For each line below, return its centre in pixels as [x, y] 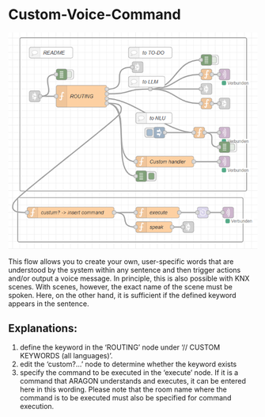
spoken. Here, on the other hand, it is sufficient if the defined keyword [122, 295]
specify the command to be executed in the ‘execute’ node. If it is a [129, 373]
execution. [37, 407]
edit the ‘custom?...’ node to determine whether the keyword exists [128, 364]
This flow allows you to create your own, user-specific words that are [121, 261]
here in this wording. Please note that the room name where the [123, 389]
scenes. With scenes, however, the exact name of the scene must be [121, 286]
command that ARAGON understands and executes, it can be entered [133, 381]
